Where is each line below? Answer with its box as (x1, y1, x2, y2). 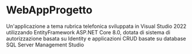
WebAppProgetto (6, 3, 93, 17)
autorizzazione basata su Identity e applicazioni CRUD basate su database (6, 35, 186, 42)
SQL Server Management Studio (6, 41, 84, 48)
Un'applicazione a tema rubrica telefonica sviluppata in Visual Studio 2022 (6, 23, 187, 30)
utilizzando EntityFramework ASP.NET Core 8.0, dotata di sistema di (6, 28, 170, 35)
